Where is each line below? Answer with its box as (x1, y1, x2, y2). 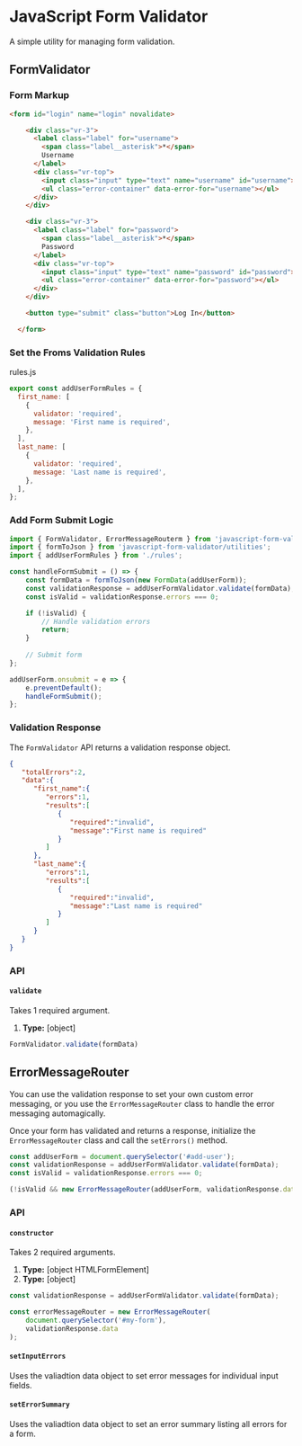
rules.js (9, 367, 37, 378)
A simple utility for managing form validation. (9, 36, 175, 47)
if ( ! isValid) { (25, 609, 87, 618)
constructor (9, 1228, 54, 1237)
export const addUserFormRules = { (9, 384, 143, 393)
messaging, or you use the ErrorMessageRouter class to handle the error (9, 1098, 275, 1109)
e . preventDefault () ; (25, 683, 102, 692)
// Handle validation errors (41, 617, 151, 626)
